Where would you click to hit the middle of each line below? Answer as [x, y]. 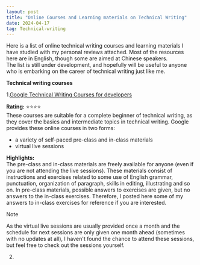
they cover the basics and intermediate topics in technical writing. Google [98, 122]
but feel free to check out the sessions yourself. [65, 245]
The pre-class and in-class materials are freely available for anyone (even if [100, 164]
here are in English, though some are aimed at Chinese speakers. [87, 58]
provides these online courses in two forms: [61, 128]
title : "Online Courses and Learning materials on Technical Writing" [97, 17]
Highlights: [20, 158]
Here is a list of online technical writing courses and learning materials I [95, 46]
